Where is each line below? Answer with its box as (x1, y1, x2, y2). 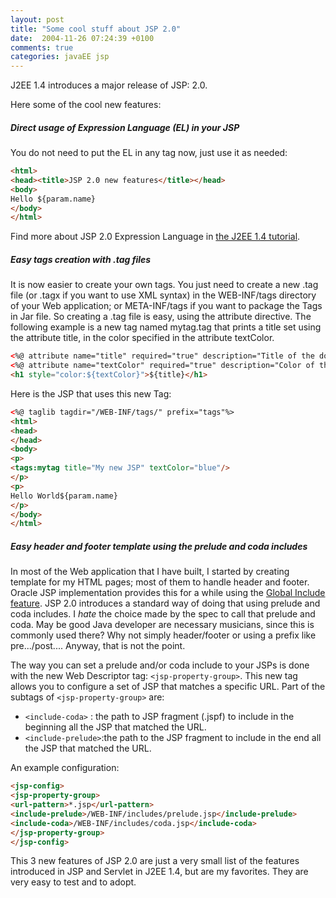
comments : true (10, 42, 74, 53)
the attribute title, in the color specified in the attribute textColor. (10, 332, 275, 344)
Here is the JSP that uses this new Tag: (10, 387, 172, 400)
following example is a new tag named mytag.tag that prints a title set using (10, 321, 322, 333)
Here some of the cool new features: (10, 99, 162, 111)
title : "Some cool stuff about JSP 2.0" (10, 24, 182, 34)
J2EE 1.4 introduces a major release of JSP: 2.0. (10, 79, 208, 91)
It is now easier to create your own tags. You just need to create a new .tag (10, 279, 319, 291)
